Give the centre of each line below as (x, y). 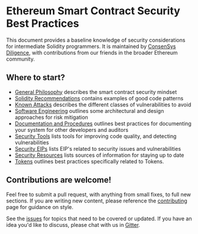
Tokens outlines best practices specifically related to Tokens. (89, 161)
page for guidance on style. (40, 207)
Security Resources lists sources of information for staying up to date (100, 155)
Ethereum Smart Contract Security (93, 11)
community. (20, 59)
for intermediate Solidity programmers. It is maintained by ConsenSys (91, 46)
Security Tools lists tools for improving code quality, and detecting (95, 136)
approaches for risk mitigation (51, 117)
